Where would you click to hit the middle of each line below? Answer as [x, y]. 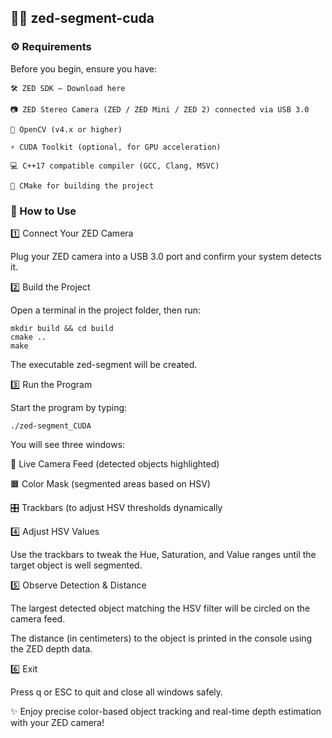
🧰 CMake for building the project [82, 186]
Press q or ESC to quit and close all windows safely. [117, 692]
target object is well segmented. [76, 565]
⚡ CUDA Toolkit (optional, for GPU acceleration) [116, 147]
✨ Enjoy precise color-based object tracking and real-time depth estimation [166, 711]
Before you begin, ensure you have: [83, 68]
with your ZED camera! [57, 722]
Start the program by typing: [69, 407]
